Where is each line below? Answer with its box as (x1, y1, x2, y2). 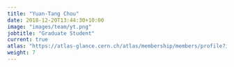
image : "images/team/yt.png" (7, 23, 92, 30)
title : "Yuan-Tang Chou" (7, 10, 79, 17)
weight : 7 (7, 50, 36, 57)
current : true (7, 36, 49, 43)
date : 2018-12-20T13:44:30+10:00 (7, 17, 104, 24)
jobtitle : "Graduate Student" (7, 29, 95, 37)
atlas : (7, 43, 26, 50)
